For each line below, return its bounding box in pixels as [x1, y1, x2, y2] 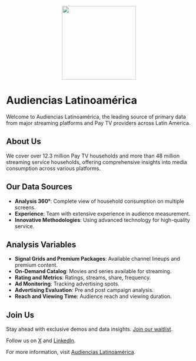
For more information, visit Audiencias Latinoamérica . [6, 349, 136, 356]
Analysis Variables [6, 239, 77, 250]
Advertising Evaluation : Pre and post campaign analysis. [14, 287, 154, 294]
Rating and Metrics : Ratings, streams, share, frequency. [14, 274, 151, 281]
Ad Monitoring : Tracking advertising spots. [14, 280, 119, 287]
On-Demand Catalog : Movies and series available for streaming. [14, 268, 172, 275]
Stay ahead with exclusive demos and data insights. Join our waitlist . [6, 326, 173, 333]
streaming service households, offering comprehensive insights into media [6, 158, 187, 165]
